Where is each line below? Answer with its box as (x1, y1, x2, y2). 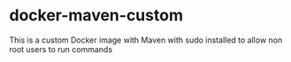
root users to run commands (9, 43, 113, 54)
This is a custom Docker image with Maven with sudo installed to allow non (9, 35, 283, 45)
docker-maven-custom (9, 5, 184, 26)
